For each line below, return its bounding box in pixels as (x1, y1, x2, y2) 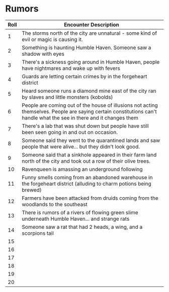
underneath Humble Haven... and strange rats (22, 215, 130, 222)
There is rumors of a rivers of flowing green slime (22, 209, 138, 216)
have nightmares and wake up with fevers (22, 65, 121, 72)
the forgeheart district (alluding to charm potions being (22, 180, 152, 187)
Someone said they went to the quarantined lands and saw (22, 136, 160, 143)
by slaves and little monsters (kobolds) (22, 93, 113, 100)
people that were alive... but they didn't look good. (22, 143, 140, 150)
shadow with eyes (22, 50, 64, 57)
